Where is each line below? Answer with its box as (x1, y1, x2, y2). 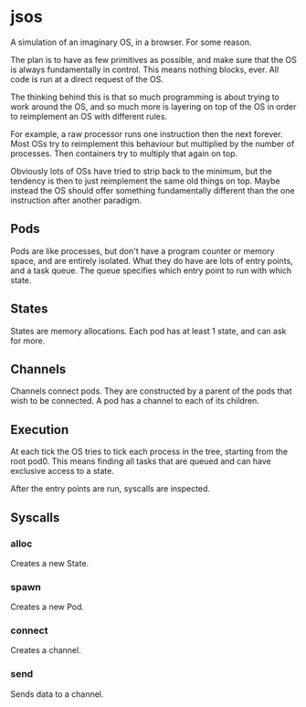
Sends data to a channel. (10, 688, 104, 700)
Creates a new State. (10, 557, 90, 568)
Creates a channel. (10, 645, 81, 656)
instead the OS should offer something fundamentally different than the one (10, 185, 295, 195)
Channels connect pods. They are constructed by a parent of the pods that (10, 385, 292, 396)
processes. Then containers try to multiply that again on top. (10, 148, 238, 159)
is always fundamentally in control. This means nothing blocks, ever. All (10, 64, 280, 75)
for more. (10, 335, 46, 346)
